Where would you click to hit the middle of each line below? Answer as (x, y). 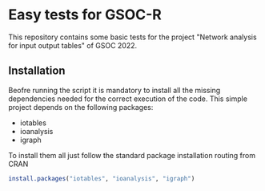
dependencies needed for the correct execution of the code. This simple (128, 99)
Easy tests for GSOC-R (85, 15)
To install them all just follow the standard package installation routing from (132, 155)
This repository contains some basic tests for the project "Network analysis (133, 37)
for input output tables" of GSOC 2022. (73, 45)
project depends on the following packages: (81, 107)
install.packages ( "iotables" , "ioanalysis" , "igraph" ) (102, 178)
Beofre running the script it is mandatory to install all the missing (114, 90)
